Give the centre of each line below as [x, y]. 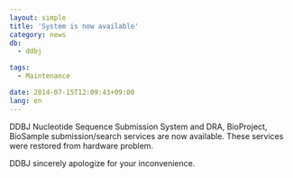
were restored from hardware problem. [82, 145]
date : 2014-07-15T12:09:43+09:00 [72, 92]
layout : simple [38, 18]
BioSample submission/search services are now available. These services [146, 136]
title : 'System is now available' [74, 26]
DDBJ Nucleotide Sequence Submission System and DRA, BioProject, [138, 126]
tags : [19, 68]
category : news [38, 34]
